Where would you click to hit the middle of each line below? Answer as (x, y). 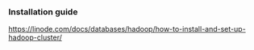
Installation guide (43, 12)
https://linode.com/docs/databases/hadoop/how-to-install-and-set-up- (127, 29)
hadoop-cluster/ (35, 37)
